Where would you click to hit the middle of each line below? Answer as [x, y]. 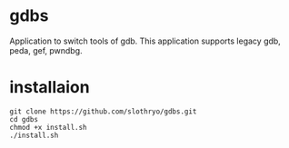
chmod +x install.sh [49, 127]
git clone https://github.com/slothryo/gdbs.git [103, 111]
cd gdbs [24, 119]
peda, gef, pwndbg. [46, 50]
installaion [50, 88]
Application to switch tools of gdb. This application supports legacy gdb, [145, 41]
